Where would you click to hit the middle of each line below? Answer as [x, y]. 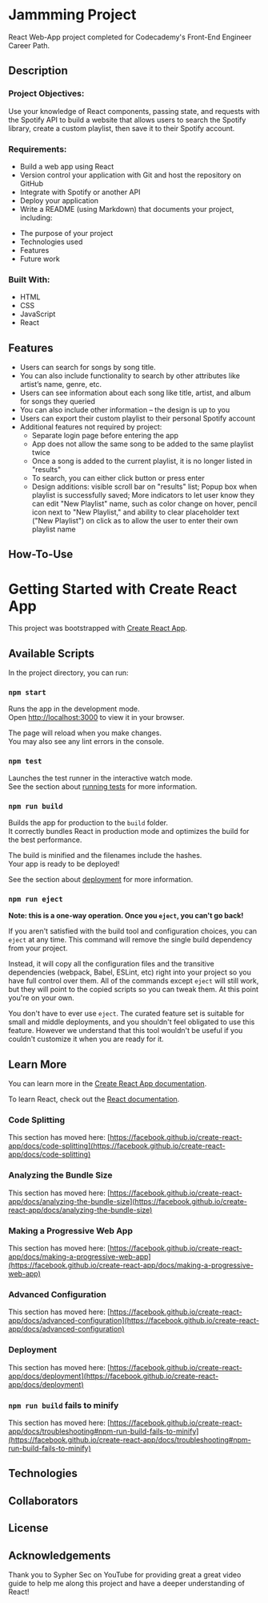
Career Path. [29, 45]
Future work [40, 258]
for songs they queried [58, 401]
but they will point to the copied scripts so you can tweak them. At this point [133, 990]
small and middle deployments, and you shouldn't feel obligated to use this [132, 1022]
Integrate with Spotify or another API [80, 192]
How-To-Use [41, 554]
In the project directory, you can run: [68, 673]
